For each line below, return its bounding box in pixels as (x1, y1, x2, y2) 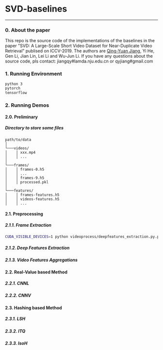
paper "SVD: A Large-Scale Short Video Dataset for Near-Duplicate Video (5, 43, 152, 49)
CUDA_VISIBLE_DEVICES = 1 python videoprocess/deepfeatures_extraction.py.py (5, 234, 162, 239)
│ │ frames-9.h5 (5, 175, 45, 180)
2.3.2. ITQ (5, 328, 26, 334)
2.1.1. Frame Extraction (5, 222, 52, 228)
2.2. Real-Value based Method (5, 269, 68, 275)
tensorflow (5, 91, 27, 95)
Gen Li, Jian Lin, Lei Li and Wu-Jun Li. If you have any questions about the (5, 53, 153, 59)
